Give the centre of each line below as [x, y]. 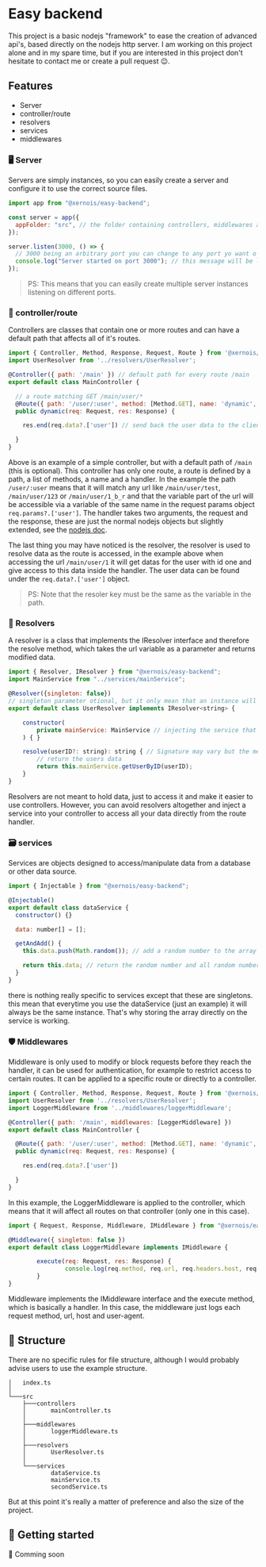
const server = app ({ [44, 217]
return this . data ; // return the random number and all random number [141, 966]
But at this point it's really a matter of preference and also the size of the [126, 1501]
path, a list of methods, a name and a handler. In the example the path [122, 479]
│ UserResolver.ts [63, 1452]
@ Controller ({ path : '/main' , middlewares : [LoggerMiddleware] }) [120, 1122]
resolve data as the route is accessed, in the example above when [116, 554]
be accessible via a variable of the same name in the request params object [131, 505]
